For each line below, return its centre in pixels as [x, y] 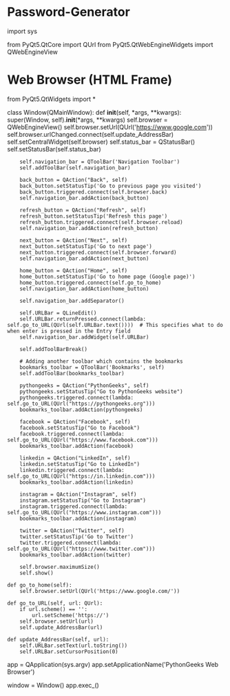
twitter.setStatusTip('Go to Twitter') [77, 536]
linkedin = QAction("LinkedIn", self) [75, 458]
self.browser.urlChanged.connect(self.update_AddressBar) [91, 134]
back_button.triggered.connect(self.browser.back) [94, 192]
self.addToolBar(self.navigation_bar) [75, 168]
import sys [22, 31]
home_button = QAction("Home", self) [74, 270]
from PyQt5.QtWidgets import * [52, 99]
